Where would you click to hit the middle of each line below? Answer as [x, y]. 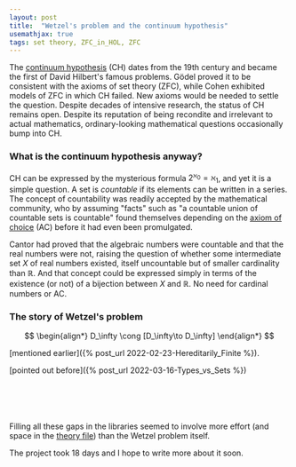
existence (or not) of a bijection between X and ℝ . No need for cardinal [139, 284]
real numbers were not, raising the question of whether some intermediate [145, 253]
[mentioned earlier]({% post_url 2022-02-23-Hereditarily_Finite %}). [134, 353]
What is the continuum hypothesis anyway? [106, 156]
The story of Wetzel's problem [76, 316]
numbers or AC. [38, 293]
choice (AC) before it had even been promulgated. [101, 227]
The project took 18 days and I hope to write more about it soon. [127, 453]
